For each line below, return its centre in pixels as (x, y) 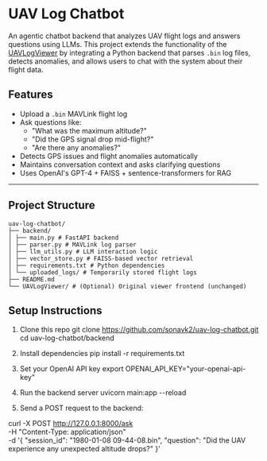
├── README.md (32, 279)
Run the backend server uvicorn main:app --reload (103, 393)
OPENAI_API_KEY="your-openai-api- (186, 369)
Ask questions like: (50, 122)
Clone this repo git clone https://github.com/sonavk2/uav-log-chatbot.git (139, 330)
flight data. (26, 69)
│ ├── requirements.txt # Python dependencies (87, 265)
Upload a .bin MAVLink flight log (74, 114)
